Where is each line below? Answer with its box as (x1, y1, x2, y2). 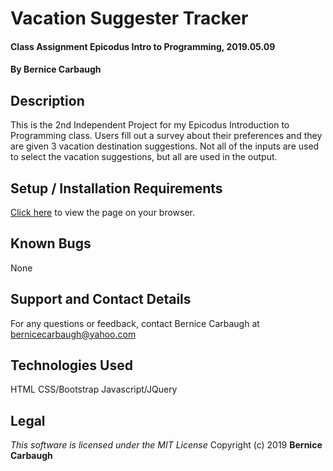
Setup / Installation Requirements (10, 180, 223, 197)
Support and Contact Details (10, 291, 192, 308)
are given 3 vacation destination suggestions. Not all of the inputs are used (10, 140, 320, 152)
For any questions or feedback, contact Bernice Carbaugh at (10, 317, 260, 329)
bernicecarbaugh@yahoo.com (10, 328, 137, 340)
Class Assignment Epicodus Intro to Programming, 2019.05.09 (10, 40, 276, 52)
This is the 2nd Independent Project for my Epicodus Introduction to (10, 119, 290, 131)
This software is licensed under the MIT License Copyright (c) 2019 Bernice (10, 439, 323, 451)
